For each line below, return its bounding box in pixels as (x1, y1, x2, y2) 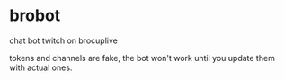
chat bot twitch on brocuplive (9, 35, 119, 46)
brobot (9, 5, 61, 26)
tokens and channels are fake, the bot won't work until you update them (9, 52, 276, 63)
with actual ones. (9, 62, 73, 73)
